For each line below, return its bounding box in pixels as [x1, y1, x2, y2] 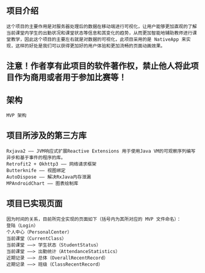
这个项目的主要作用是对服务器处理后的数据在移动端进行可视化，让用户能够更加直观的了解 [6, 23, 197, 29]
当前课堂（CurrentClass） [6, 235, 67, 241]
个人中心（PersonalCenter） [6, 229, 72, 235]
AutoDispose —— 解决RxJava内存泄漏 [6, 174, 92, 180]
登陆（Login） [6, 223, 38, 229]
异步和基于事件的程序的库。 [6, 154, 66, 161]
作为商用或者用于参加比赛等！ [14, 72, 127, 83]
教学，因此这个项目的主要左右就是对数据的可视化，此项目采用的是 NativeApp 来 [10, 36, 187, 43]
